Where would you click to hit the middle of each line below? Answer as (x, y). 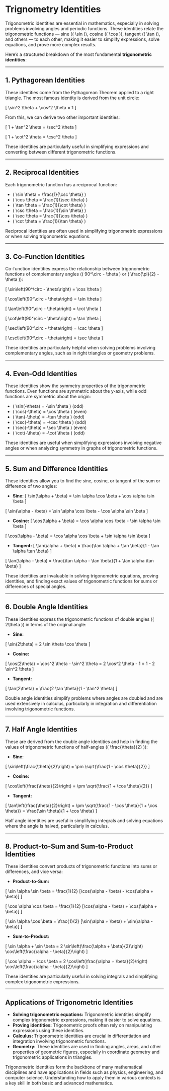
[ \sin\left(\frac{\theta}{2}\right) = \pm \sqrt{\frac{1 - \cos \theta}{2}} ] (77, 766)
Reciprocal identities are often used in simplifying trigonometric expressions (84, 231)
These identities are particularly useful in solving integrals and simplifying (81, 976)
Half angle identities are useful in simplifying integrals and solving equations (84, 820)
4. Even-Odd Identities (41, 374)
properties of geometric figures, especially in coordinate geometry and (86, 1052)
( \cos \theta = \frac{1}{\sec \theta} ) (50, 199)
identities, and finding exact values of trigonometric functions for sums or (81, 581)
